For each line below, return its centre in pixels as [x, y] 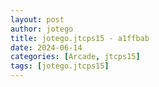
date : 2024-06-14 [46, 47]
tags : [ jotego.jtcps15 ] [60, 66]
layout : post [37, 19]
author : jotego [42, 29]
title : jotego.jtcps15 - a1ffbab [80, 38]
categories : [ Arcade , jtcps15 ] [75, 57]
